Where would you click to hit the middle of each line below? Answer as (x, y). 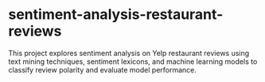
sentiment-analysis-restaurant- (116, 15)
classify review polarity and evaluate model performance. (103, 69)
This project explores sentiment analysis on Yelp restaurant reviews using (129, 53)
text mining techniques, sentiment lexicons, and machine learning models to (133, 61)
